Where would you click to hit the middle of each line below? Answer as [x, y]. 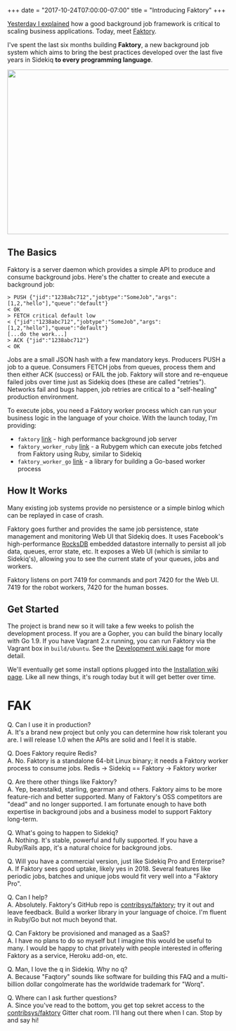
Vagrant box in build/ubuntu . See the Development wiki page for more [109, 648]
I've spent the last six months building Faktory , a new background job [108, 45]
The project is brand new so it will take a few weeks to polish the [101, 626]
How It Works [38, 491]
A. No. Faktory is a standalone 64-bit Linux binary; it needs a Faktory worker [118, 761]
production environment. [43, 397]
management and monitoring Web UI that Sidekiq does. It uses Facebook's [116, 536]
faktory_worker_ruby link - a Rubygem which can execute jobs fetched [120, 446]
